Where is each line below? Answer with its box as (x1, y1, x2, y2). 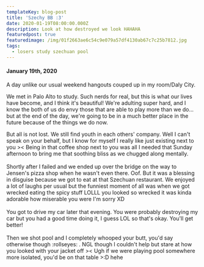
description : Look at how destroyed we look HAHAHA (6, 26, 140, 32)
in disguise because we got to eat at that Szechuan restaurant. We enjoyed (6, 176, 195, 183)
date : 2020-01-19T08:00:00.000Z (6, 20, 89, 26)
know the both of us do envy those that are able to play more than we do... (6, 105, 194, 113)
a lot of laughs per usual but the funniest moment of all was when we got (6, 182, 190, 190)
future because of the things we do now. (6, 118, 108, 126)
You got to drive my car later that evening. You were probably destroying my (6, 208, 199, 215)
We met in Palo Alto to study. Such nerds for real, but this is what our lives (6, 93, 192, 100)
